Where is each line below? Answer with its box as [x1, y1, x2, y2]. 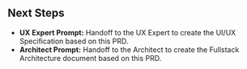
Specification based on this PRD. [19, 36, 129, 46]
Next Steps [7, 6, 65, 20]
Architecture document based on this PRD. [19, 53, 162, 63]
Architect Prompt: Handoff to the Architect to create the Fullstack [19, 44, 240, 55]
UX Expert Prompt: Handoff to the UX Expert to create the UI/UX [19, 27, 236, 37]
